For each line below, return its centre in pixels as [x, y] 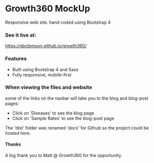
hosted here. [18, 133]
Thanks [13, 144]
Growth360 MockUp [47, 9]
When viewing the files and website [49, 87]
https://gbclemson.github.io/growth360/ [46, 46]
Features [16, 59]
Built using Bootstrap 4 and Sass [45, 69]
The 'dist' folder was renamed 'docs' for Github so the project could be [77, 128]
